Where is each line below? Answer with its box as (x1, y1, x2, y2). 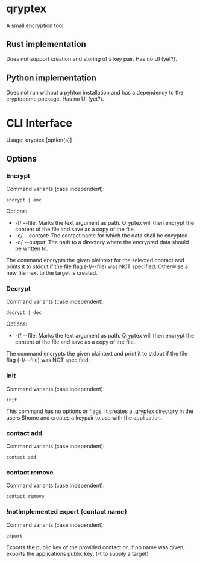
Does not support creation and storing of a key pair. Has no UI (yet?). (6, 55, 178, 62)
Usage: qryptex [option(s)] (6, 136, 72, 143)
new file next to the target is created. (6, 269, 98, 277)
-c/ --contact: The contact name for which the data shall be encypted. (14, 232, 190, 239)
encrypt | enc (6, 197, 42, 203)
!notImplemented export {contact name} (6, 508, 128, 516)
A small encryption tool (6, 22, 64, 29)
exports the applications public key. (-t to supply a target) (6, 550, 149, 557)
